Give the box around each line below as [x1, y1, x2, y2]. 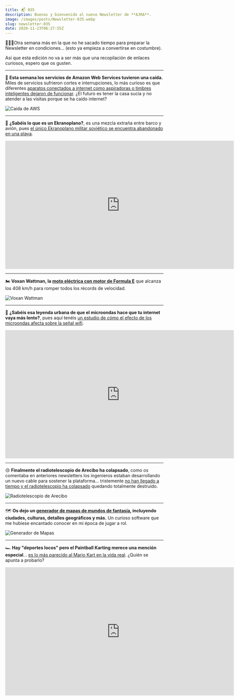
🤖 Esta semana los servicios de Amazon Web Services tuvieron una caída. [5, 75, 163, 81]
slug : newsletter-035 [5, 21, 51, 27]
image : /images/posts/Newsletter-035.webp [5, 17, 95, 22]
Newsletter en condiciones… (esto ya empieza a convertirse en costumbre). [5, 45, 162, 51]
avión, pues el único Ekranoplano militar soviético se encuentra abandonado [5, 125, 163, 131]
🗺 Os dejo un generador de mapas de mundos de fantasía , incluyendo [5, 508, 157, 514]
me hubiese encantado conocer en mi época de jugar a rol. [5, 520, 128, 526]
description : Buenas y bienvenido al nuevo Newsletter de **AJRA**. [5, 12, 152, 17]
